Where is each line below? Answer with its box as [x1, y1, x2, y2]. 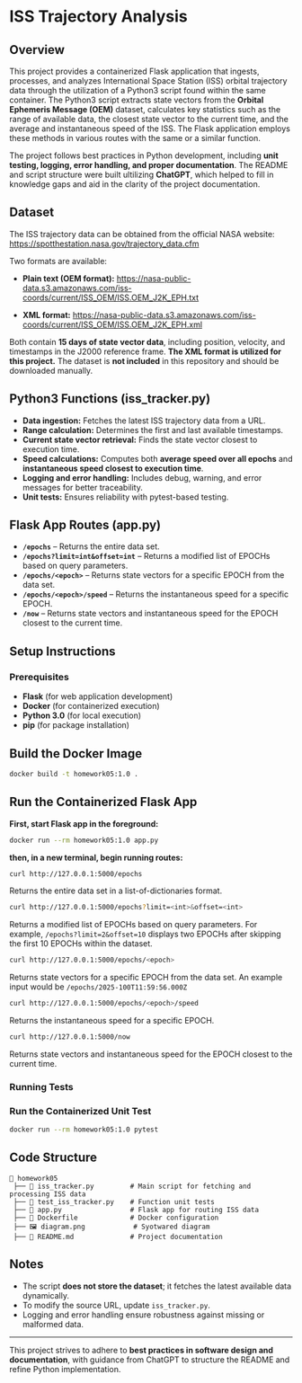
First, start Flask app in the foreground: [9, 818, 159, 829]
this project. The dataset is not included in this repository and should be [9, 355, 280, 366]
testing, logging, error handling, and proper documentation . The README [9, 160, 289, 170]
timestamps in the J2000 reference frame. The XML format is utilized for [9, 346, 281, 357]
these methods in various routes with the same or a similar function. [9, 133, 261, 143]
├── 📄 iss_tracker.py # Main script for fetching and [13, 1182, 252, 1191]
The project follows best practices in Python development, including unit [9, 150, 279, 161]
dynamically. [22, 1290, 70, 1300]
